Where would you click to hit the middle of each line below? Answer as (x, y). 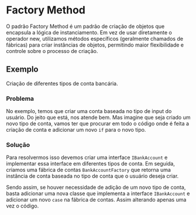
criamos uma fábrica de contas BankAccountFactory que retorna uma (89, 170)
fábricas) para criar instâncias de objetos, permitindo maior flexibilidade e (95, 45)
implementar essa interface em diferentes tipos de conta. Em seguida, (91, 164)
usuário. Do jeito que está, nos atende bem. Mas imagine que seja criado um (98, 118)
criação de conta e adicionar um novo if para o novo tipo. (76, 130)
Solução (18, 144)
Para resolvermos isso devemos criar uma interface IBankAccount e (87, 157)
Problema (20, 98)
